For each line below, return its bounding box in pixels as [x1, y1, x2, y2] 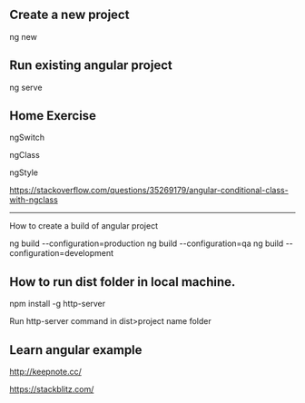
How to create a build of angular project [9, 221, 159, 231]
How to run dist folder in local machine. [9, 274, 236, 290]
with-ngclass [9, 194, 59, 205]
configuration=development [9, 248, 113, 259]
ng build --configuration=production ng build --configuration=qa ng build [9, 238, 284, 249]
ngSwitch [9, 132, 45, 143]
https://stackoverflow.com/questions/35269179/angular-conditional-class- [9, 185, 289, 196]
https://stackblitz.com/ [9, 384, 94, 395]
